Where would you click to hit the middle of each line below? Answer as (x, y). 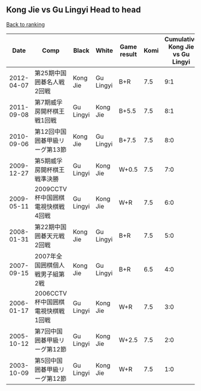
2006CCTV (51, 293)
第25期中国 (51, 73)
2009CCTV (51, 189)
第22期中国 (51, 226)
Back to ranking (25, 24)
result (128, 54)
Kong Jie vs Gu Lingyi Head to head (74, 10)
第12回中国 (51, 132)
